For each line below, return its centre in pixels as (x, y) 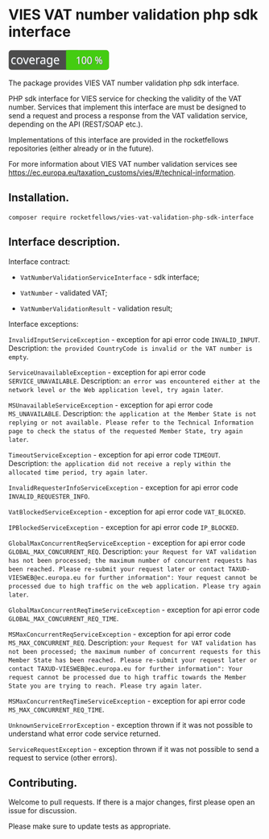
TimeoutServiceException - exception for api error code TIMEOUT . (115, 455)
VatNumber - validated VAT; (64, 292)
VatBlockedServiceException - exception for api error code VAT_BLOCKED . (127, 511)
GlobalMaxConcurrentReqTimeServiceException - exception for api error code (134, 610)
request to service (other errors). (63, 758)
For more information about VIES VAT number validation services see (123, 163)
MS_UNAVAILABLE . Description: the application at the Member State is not (132, 413)
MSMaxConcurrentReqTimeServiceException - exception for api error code (127, 701)
